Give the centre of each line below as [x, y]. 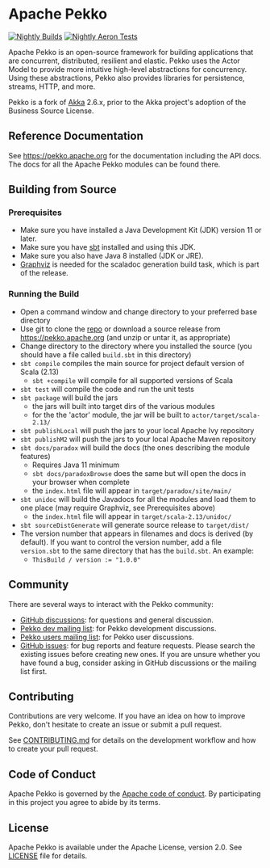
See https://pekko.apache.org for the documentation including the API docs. [135, 155]
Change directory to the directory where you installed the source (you [136, 346]
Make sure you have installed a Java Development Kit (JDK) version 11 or [141, 230]
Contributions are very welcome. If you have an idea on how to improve [127, 716]
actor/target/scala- [226, 415]
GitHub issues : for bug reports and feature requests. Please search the [137, 645]
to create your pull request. [53, 749]
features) [35, 456]
